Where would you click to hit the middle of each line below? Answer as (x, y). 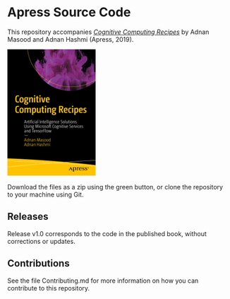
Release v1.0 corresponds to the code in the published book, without (107, 233)
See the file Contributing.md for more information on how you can (103, 281)
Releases (28, 217)
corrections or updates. (41, 241)
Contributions (38, 263)
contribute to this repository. (49, 288)
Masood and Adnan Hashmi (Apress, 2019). (71, 39)
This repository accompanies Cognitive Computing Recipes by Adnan (108, 32)
